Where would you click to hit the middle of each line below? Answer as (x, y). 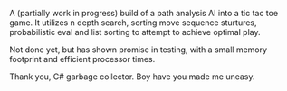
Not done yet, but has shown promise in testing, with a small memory (139, 50)
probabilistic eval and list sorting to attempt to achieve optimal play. (135, 32)
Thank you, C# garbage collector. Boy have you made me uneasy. (132, 77)
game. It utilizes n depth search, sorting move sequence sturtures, (133, 23)
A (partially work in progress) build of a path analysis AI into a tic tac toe (144, 13)
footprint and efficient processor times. (82, 59)
